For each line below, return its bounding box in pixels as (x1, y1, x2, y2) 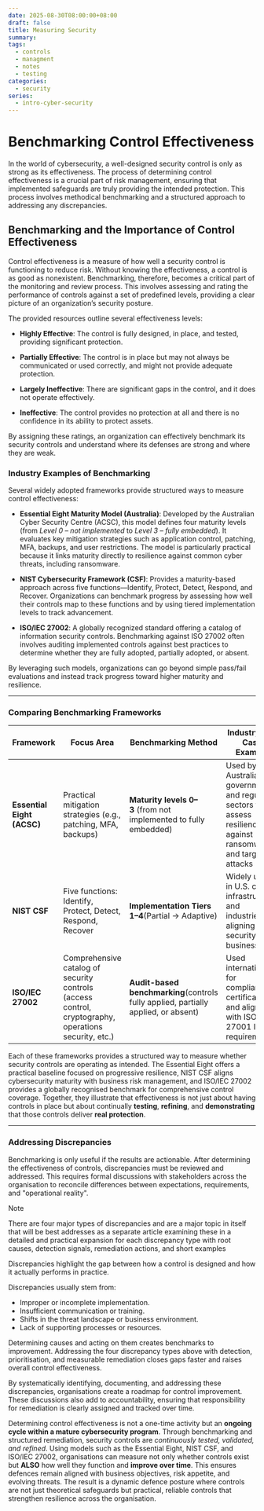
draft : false (8, 19, 51, 27)
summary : (8, 33, 37, 42)
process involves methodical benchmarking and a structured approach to (8, 193, 246, 202)
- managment (15, 56, 55, 64)
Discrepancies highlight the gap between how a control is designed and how (8, 1259, 256, 1268)
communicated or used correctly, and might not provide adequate (19, 361, 233, 370)
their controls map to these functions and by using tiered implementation (19, 600, 255, 609)
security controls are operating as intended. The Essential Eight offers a (8, 1060, 240, 1069)
